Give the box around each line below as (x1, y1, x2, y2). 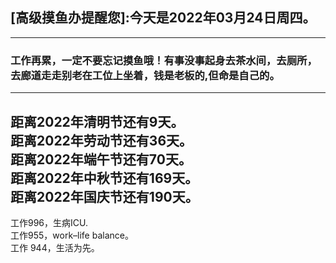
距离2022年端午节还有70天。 (10, 151, 192, 168)
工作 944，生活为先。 (10, 241, 100, 253)
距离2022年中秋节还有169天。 (10, 169, 199, 187)
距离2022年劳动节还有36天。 (10, 132, 193, 149)
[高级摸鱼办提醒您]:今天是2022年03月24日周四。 (10, 9, 317, 27)
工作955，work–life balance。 (10, 229, 134, 241)
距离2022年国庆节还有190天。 (10, 188, 199, 205)
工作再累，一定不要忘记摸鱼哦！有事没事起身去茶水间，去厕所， (10, 53, 318, 67)
